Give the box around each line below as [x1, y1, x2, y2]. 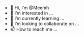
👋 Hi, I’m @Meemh [10, 5, 49, 10]
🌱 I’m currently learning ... [10, 15, 65, 21]
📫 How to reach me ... [10, 26, 58, 32]
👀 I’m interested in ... [10, 10, 53, 16]
